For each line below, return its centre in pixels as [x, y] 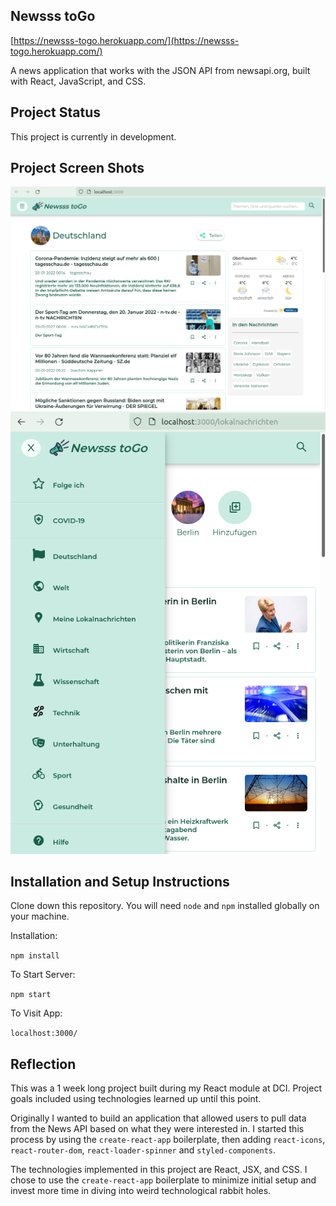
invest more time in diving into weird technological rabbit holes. [141, 1191]
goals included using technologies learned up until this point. [136, 1099]
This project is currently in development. [93, 136]
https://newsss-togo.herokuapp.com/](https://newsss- [126, 40]
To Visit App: [36, 1013]
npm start [31, 995]
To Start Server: [43, 975]
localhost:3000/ [44, 1034]
